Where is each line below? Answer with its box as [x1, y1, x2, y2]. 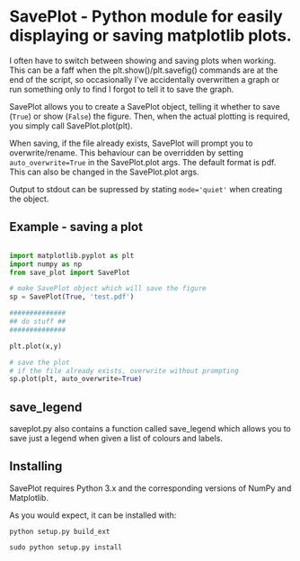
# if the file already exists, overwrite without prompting [9, 366, 240, 375]
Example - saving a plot [9, 219, 144, 235]
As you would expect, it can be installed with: [9, 510, 177, 521]
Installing [9, 459, 63, 474]
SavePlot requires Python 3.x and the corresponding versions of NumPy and [9, 483, 292, 494]
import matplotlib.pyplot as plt [9, 251, 135, 260]
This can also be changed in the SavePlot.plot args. [9, 166, 199, 177]
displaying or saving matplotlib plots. [9, 25, 292, 46]
